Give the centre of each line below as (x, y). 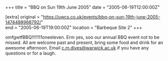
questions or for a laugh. (31, 53)
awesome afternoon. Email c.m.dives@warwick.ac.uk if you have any (77, 48)
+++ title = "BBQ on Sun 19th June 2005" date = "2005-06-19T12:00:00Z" (82, 7)
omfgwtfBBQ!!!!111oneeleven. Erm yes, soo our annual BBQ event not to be (82, 37)
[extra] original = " (24, 17)
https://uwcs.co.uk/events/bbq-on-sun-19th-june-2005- (101, 17)
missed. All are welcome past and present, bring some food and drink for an (84, 42)
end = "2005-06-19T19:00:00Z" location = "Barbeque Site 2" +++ (74, 27)
